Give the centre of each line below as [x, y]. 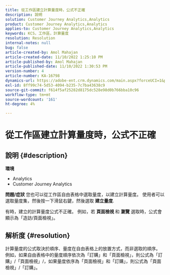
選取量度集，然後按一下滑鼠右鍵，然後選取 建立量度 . [60, 201]
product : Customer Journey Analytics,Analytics [56, 24]
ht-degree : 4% [20, 104]
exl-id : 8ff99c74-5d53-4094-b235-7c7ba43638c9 [55, 85]
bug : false [17, 48]
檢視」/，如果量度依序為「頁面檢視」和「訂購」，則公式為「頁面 [95, 261]
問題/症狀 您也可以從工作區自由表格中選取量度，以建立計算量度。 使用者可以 [85, 194]
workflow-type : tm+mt [28, 95]
